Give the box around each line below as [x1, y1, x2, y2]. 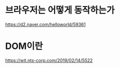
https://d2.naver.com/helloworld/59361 [5, 21, 86, 27]
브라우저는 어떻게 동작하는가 [5, 4, 115, 16]
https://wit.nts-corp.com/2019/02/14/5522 [5, 57, 93, 63]
